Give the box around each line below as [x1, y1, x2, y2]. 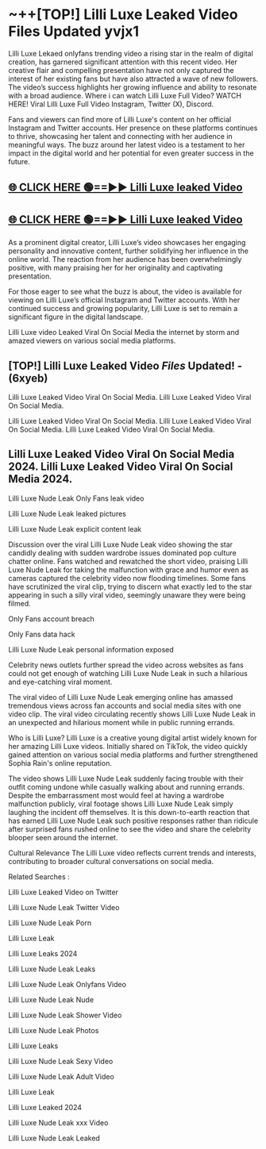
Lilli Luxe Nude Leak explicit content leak [8, 524, 142, 533]
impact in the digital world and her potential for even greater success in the [8, 148, 254, 158]
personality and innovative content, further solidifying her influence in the [8, 246, 249, 256]
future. [8, 156, 30, 166]
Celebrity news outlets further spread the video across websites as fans [8, 660, 244, 670]
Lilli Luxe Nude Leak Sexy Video [8, 1056, 114, 1066]
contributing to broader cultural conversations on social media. [8, 856, 214, 866]
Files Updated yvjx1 [8, 22, 140, 40]
